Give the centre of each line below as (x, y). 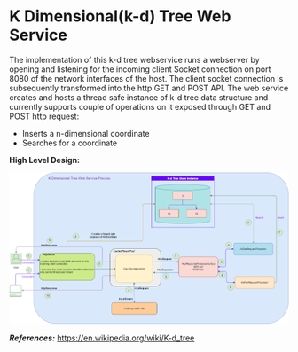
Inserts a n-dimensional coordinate (86, 133)
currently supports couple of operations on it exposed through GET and (140, 106)
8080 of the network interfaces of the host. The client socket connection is (146, 78)
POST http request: (44, 116)
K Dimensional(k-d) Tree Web (120, 16)
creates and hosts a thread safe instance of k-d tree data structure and (139, 97)
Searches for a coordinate (70, 143)
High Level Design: (45, 160)
